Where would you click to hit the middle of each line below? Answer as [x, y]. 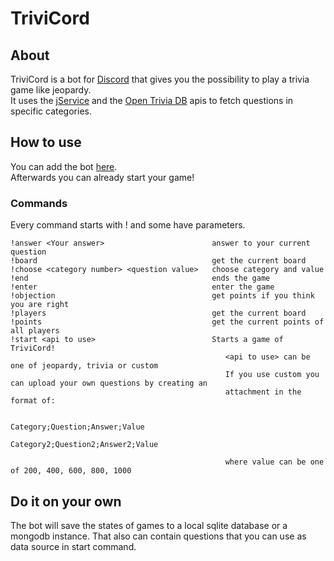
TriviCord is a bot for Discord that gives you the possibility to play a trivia [160, 79]
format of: [33, 401]
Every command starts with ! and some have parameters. [128, 225]
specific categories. [51, 111]
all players [35, 331]
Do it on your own [66, 501]
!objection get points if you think [162, 296]
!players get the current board [158, 313]
